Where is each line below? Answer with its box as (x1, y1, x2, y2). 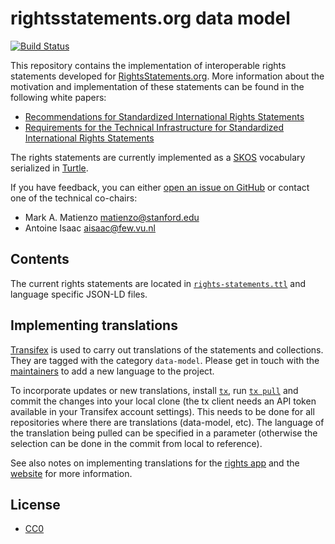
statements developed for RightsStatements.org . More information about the (10, 70, 325, 82)
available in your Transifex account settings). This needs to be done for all (10, 405, 315, 417)
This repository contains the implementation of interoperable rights (10, 59, 287, 71)
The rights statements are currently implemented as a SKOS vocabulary (10, 151, 306, 163)
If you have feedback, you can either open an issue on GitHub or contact (10, 181, 310, 193)
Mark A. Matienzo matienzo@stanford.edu (24, 211, 200, 223)
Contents (10, 251, 70, 268)
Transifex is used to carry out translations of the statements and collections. (10, 343, 324, 356)
